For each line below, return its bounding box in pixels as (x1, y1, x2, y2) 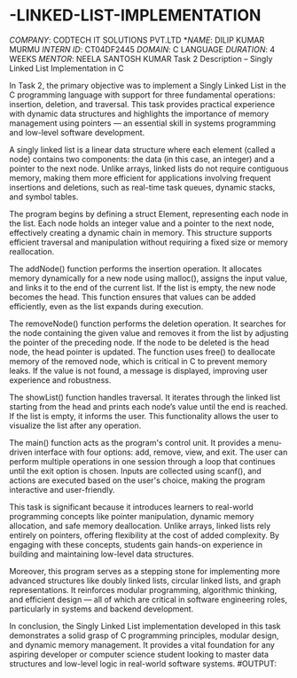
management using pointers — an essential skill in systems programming (9, 117, 277, 129)
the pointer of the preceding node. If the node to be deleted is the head (9, 337, 270, 347)
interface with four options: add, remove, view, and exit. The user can (34, 447, 288, 457)
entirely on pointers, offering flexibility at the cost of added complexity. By (9, 529, 280, 541)
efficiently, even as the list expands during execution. (9, 300, 204, 311)
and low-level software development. (9, 127, 145, 137)
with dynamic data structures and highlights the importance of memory (9, 108, 270, 119)
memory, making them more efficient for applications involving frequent (9, 172, 271, 183)
